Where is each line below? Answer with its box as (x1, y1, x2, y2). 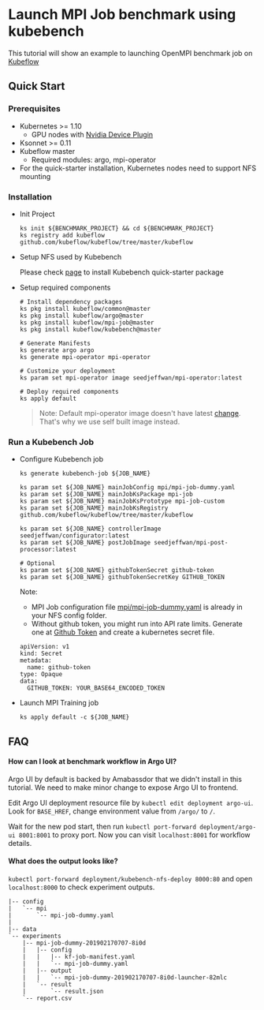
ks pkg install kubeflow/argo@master (19, 312, 144, 320)
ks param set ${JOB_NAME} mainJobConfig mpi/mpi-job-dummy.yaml (19, 484, 236, 492)
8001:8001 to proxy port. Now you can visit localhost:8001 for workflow (18, 830, 251, 840)
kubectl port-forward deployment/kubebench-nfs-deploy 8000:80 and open (8, 874, 253, 884)
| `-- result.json (22, 988, 104, 996)
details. (8, 838, 32, 847)
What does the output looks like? (8, 856, 118, 866)
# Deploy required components (19, 387, 120, 395)
